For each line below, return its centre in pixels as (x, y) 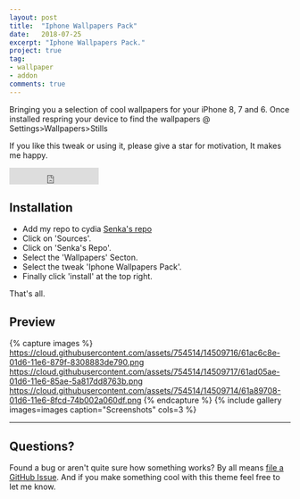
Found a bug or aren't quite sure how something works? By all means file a (146, 468)
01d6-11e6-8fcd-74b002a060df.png (75, 400)
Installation (41, 208)
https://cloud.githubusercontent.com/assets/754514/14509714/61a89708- (145, 391)
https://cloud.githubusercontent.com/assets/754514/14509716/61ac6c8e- (145, 353)
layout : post (33, 17)
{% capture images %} (51, 344)
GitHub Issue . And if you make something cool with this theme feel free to (145, 478)
